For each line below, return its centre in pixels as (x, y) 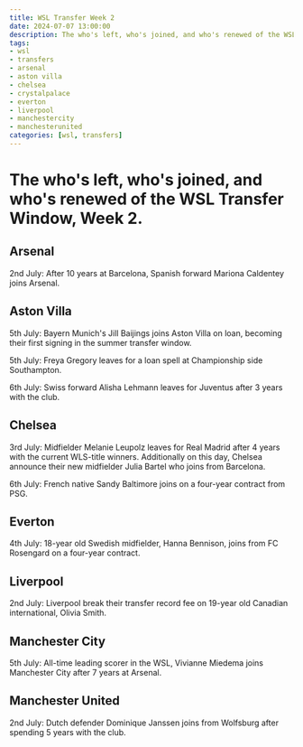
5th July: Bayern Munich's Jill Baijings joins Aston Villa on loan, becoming (146, 333)
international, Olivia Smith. (58, 613)
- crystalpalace (40, 93)
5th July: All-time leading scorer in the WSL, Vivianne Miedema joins (137, 663)
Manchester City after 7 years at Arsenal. (86, 672)
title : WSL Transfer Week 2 (62, 18)
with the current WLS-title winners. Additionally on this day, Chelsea (136, 456)
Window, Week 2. (76, 219)
